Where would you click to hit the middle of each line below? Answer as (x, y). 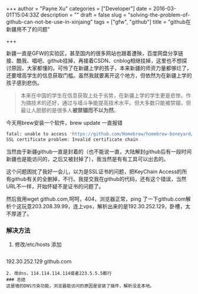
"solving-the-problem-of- (159, 15)
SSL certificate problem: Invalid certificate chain (72, 139)
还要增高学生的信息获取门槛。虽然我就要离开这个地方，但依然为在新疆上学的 (99, 75)
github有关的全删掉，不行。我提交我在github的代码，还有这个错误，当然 (99, 179)
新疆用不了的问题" (28, 29)
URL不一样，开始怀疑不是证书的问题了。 (55, 186)
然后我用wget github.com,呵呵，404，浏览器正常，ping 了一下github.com (96, 199)
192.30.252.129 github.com (39, 261)
